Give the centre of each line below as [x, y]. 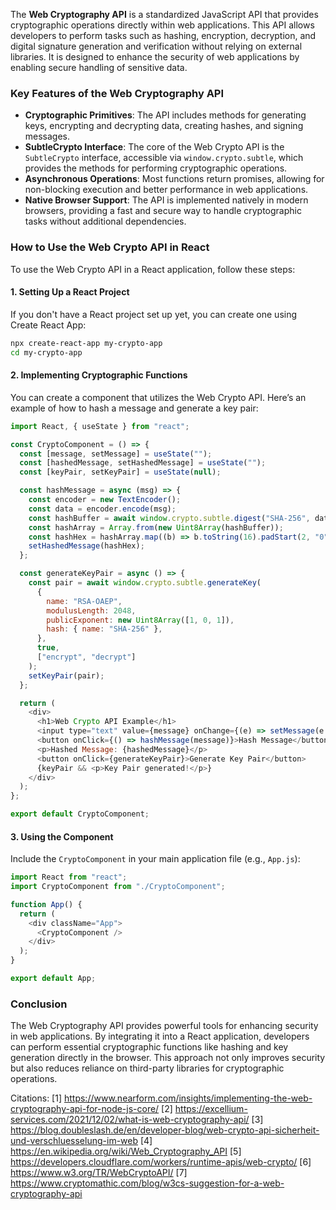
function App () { [46, 904]
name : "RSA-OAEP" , [84, 601]
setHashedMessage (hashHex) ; [86, 546]
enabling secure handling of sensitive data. [99, 67]
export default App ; [53, 979]
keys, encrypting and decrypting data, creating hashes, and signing [164, 126]
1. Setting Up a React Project [70, 292]
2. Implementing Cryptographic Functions [99, 375]
